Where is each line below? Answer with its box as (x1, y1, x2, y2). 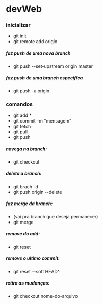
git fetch (13, 123, 31, 129)
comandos (6, 100, 33, 108)
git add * (13, 112, 32, 118)
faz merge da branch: (6, 200, 53, 207)
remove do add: (6, 231, 40, 237)
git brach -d (13, 183, 39, 190)
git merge (13, 219, 34, 225)
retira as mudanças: (6, 280, 50, 286)
